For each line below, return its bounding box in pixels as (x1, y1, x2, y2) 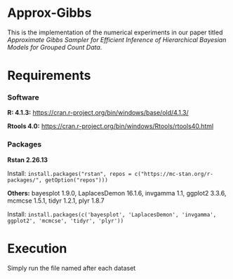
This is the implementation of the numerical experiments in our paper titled (7, 28, 223, 36)
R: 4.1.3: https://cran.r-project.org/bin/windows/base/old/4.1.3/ (7, 109, 189, 117)
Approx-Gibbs (7, 5, 92, 21)
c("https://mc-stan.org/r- (134, 170, 214, 177)
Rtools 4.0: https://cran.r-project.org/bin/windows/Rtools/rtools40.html (7, 122, 214, 130)
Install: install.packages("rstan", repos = (7, 169, 132, 177)
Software (7, 93, 40, 102)
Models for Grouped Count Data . (7, 43, 102, 51)
